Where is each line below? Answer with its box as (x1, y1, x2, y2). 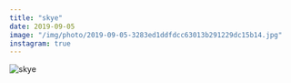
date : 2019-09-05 (9, 22, 75, 31)
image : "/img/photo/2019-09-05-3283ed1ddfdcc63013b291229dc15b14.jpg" (9, 30, 283, 39)
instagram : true (9, 38, 71, 48)
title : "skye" (9, 13, 64, 23)
